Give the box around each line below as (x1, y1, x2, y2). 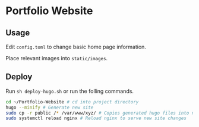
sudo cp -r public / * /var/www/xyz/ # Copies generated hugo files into (5, 110, 189, 116)
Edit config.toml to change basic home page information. (5, 43, 147, 50)
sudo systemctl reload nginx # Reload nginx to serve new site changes (5, 115, 187, 122)
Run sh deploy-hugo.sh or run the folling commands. (5, 87, 134, 95)
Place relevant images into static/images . (5, 55, 108, 61)
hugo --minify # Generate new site (5, 105, 94, 110)
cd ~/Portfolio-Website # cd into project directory (5, 99, 139, 105)
